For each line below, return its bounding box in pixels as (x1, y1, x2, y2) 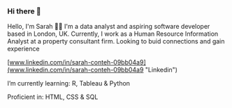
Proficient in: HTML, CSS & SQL (7, 93, 99, 101)
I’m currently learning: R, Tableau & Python (7, 79, 131, 88)
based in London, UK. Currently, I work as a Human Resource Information (7, 29, 219, 38)
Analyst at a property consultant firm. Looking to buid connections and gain (7, 37, 225, 46)
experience (7, 45, 40, 53)
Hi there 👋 (7, 6, 42, 16)
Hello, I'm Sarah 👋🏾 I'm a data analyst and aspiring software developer (7, 22, 210, 31)
